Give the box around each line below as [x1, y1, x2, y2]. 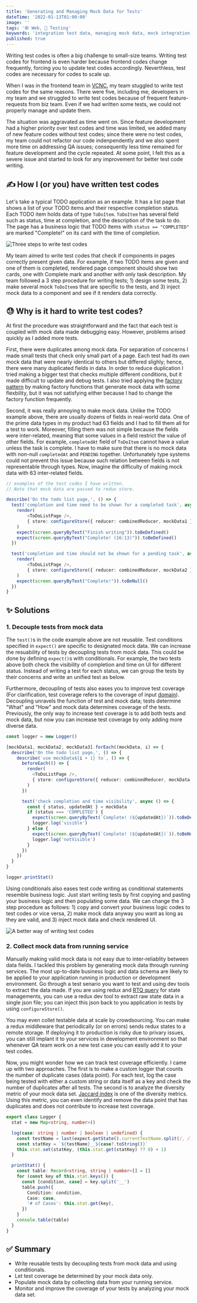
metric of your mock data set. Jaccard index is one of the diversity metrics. [6, 1090, 188, 1097]
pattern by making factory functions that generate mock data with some [6, 383, 180, 390]
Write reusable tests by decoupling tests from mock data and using [14, 1260, 177, 1267]
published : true [6, 36, 46, 42]
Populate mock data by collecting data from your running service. [14, 1278, 174, 1285]
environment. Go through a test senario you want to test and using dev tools [6, 980, 190, 988]
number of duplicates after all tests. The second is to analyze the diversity [6, 1084, 185, 1091]
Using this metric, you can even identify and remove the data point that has [6, 1097, 188, 1104]
